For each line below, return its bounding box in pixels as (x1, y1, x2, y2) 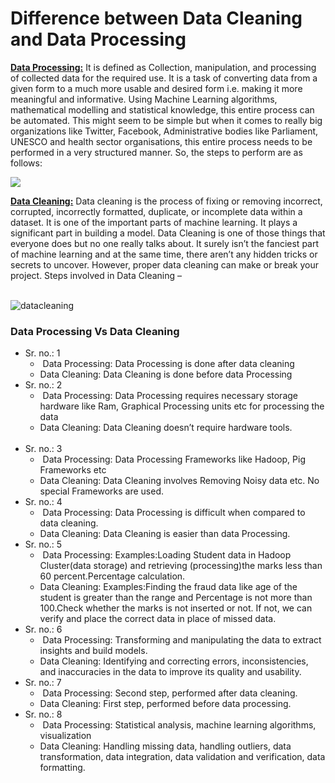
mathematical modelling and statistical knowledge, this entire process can (10, 103, 315, 116)
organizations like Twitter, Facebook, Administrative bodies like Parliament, (10, 125, 319, 137)
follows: (10, 157, 43, 169)
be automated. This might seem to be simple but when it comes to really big (10, 114, 323, 126)
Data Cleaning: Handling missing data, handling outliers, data (39, 740, 292, 752)
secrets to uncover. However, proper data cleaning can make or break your (10, 258, 320, 271)
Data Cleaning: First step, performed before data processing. (39, 698, 292, 710)
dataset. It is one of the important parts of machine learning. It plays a (10, 216, 298, 228)
